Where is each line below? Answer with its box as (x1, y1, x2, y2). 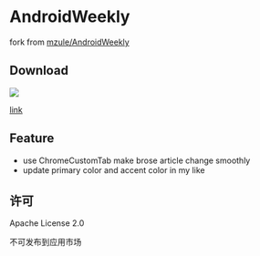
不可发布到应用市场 (9, 237, 82, 248)
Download (9, 63, 68, 78)
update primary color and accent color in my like (22, 164, 205, 175)
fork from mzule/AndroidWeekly (9, 36, 130, 47)
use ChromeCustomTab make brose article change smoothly (22, 155, 251, 166)
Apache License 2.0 (9, 218, 85, 229)
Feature (9, 130, 55, 147)
